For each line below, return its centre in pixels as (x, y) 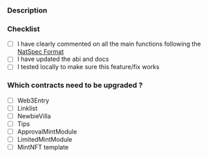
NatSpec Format (40, 52)
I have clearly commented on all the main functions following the (109, 44)
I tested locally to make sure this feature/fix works (88, 67)
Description (27, 10)
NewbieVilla (34, 116)
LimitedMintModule (45, 140)
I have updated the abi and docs (63, 59)
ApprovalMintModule (47, 131)
